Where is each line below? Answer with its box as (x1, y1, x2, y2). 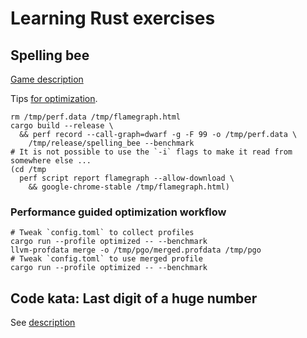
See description (10, 317, 76, 329)
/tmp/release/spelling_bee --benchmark (28, 138, 195, 148)
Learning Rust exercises (10, 7, 216, 30)
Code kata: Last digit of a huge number (10, 290, 258, 307)
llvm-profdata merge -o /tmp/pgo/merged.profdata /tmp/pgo (10, 245, 262, 256)
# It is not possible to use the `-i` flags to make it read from (10, 147, 293, 157)
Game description (10, 73, 84, 85)
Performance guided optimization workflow (10, 205, 227, 219)
